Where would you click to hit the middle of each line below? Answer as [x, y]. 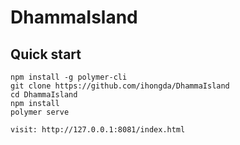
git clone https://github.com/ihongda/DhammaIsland [120, 86]
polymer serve [40, 112]
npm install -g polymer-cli [69, 77]
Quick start [46, 54]
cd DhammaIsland [44, 95]
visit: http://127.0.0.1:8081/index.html [98, 130]
